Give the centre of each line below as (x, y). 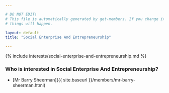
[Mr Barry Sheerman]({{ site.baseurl (50, 80)
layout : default (22, 33)
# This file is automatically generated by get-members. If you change (82, 19)
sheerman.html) (29, 85)
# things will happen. (29, 24)
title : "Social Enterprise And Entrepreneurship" (58, 37)
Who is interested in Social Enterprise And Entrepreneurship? (82, 69)
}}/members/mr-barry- (112, 80)
